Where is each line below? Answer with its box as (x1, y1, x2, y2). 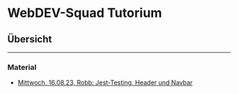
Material (7, 62, 37, 72)
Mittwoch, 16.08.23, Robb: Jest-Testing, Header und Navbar (17, 78, 193, 87)
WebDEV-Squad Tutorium (7, 5, 162, 21)
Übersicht (7, 33, 52, 45)
